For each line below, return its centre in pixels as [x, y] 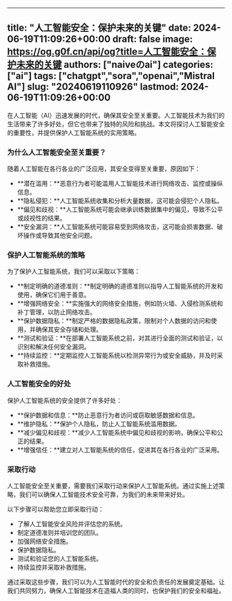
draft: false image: [153, 39]
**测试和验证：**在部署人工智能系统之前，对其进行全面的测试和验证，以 [120, 338]
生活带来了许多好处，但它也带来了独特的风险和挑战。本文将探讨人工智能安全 [116, 124]
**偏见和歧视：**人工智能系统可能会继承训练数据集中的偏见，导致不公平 [120, 209]
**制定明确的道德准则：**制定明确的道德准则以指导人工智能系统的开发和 [120, 286]
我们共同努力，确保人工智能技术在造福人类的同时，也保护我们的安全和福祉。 [116, 591]
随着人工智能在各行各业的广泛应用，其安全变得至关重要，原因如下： [104, 169]
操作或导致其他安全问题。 [60, 236]
